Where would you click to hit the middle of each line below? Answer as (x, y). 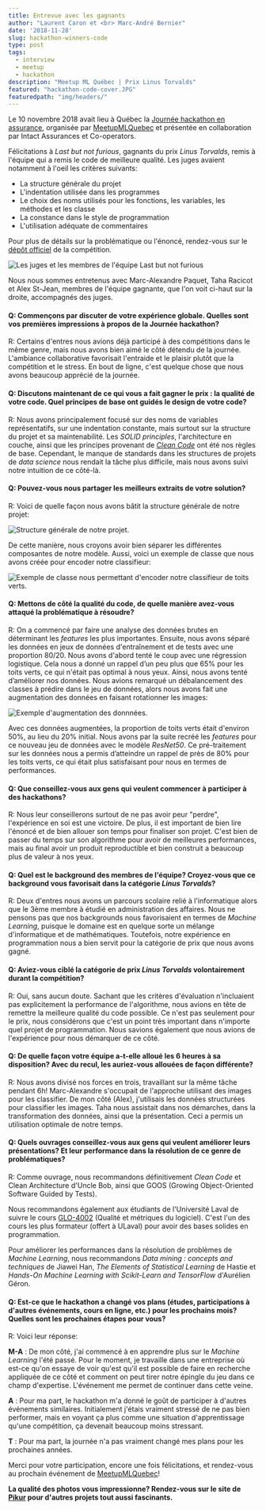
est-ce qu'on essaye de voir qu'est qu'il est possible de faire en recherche (129, 1369)
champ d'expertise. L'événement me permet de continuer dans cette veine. (131, 1385)
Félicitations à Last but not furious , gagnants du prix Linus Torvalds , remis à (132, 152)
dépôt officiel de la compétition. (60, 250)
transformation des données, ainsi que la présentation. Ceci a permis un (126, 1116)
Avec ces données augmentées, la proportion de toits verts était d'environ (129, 728)
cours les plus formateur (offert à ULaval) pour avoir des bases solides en (128, 1226)
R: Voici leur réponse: (43, 1336)
